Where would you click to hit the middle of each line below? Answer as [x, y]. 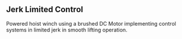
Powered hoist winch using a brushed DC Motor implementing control [91, 23]
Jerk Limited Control [45, 10]
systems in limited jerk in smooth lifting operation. [67, 30]
